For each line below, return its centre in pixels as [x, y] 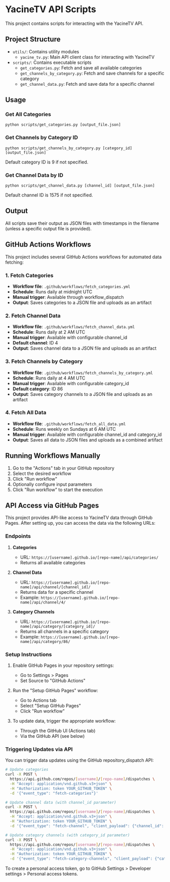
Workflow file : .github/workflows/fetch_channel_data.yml [74, 327]
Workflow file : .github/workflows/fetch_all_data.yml [69, 423]
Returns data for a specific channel [57, 592]
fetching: [14, 262]
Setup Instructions [29, 654]
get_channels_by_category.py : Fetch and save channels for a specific [92, 73]
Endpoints [18, 536]
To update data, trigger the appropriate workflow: [64, 721]
